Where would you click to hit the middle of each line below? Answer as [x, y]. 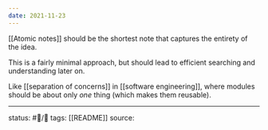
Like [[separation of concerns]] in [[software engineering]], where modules [132, 86]
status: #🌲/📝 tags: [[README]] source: [71, 117]
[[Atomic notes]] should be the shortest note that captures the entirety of [128, 38]
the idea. [23, 47]
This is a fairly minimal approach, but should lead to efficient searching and [132, 62]
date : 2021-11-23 [37, 16]
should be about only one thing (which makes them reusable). [110, 95]
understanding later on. [47, 71]
